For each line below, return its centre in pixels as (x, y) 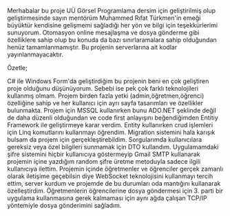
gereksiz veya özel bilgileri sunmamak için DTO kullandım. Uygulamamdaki (113, 147)
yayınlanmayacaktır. (35, 54)
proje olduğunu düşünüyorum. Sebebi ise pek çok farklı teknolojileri (103, 88)
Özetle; (17, 68)
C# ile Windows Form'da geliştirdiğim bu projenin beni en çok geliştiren (108, 81)
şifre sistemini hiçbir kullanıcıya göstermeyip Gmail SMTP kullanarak (104, 154)
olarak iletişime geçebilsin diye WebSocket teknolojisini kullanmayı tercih (110, 176)
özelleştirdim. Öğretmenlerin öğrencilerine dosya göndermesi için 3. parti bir (115, 191)
